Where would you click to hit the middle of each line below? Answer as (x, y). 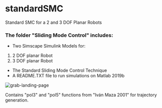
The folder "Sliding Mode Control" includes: (59, 35)
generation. (17, 100)
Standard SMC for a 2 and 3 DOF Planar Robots (54, 22)
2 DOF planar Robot (32, 55)
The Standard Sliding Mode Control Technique (60, 70)
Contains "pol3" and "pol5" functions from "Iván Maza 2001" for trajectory (81, 95)
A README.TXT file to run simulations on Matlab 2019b (68, 76)
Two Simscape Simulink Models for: (49, 46)
